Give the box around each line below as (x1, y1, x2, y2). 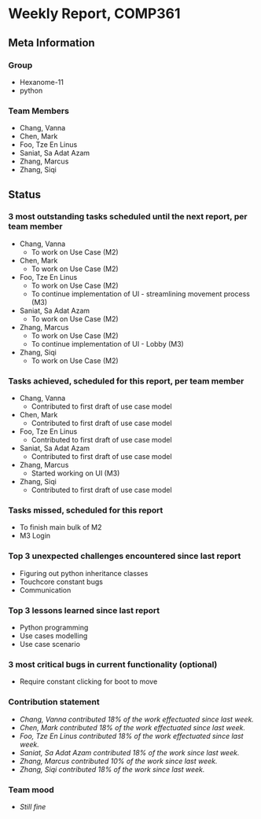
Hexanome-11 (19, 77, 64, 86)
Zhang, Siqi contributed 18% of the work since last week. (19, 764, 205, 774)
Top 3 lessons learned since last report (8, 604, 160, 615)
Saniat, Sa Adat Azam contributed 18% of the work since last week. (19, 747, 240, 757)
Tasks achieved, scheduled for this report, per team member (8, 375, 244, 386)
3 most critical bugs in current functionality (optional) (8, 659, 218, 670)
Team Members (8, 105, 69, 116)
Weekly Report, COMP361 (8, 5, 181, 23)
